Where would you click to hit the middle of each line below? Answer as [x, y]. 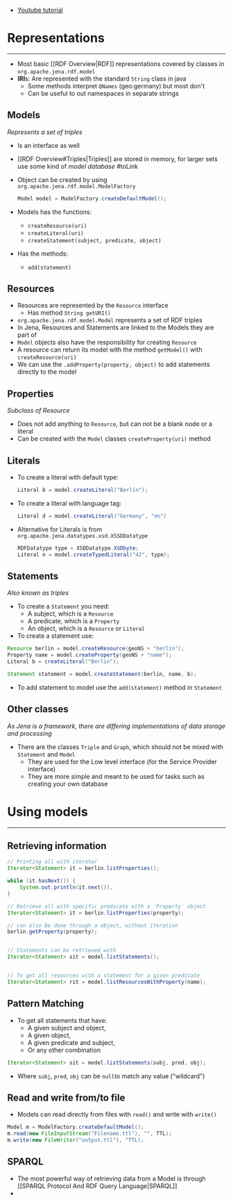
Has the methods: [43, 254]
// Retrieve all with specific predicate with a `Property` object [107, 906]
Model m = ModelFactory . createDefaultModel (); [76, 1127]
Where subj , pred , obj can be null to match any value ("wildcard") [111, 1076]
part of [27, 335]
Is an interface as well [48, 145]
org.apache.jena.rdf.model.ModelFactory [76, 186]
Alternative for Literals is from [60, 529]
